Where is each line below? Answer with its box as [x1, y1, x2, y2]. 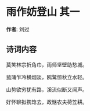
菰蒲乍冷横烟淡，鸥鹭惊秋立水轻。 [6, 74, 88, 81]
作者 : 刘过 [6, 26, 30, 33]
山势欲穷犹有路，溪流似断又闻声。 [6, 86, 88, 93]
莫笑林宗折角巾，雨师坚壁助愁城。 [6, 61, 88, 68]
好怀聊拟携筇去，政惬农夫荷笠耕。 [6, 98, 88, 105]
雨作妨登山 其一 [6, 5, 80, 19]
